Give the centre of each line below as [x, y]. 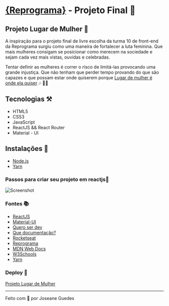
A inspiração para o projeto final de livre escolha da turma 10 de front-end [82, 41]
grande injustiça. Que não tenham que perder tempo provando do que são [82, 72]
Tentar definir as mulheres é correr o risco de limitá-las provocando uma [80, 67]
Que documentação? [34, 233]
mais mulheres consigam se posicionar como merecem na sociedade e [79, 52]
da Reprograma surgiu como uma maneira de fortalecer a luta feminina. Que [84, 46]
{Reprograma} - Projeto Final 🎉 [70, 10]
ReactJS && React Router [39, 127]
